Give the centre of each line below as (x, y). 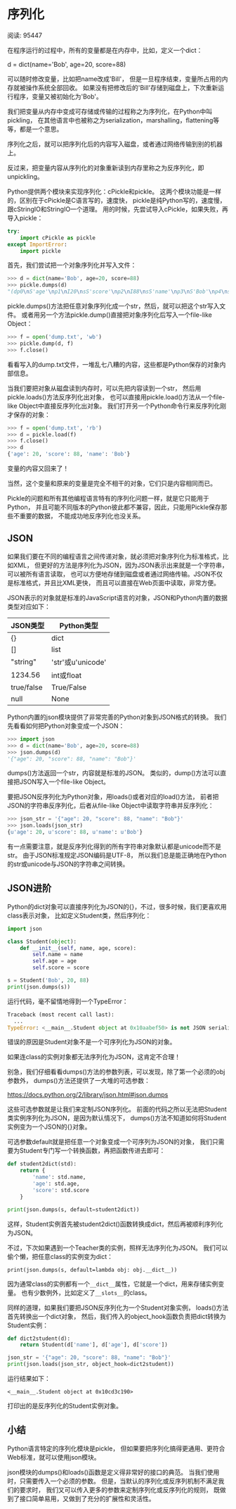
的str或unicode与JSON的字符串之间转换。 (68, 864)
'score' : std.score (61, 1190)
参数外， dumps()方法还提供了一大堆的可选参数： (79, 1081)
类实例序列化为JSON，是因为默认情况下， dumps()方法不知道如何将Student (117, 1118)
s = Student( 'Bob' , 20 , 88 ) (48, 981)
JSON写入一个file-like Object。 (65, 782)
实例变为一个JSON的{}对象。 (49, 1127)
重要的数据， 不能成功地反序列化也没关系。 (82, 516)
